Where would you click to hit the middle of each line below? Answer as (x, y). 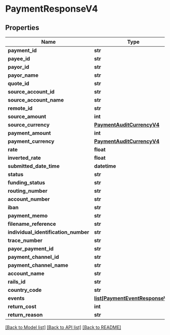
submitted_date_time (34, 166)
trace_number (25, 240)
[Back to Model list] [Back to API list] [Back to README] (63, 327)
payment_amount (29, 133)
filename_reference (32, 224)
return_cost (22, 307)
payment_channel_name (38, 265)
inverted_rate (25, 158)
